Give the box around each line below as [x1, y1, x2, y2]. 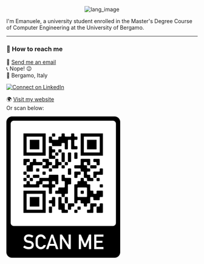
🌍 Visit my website [6, 96, 55, 103]
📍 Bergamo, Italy [6, 72, 48, 79]
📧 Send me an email [6, 58, 56, 66]
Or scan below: [6, 104, 44, 112]
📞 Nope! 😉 [6, 65, 32, 72]
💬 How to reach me [6, 44, 63, 53]
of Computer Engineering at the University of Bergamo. [6, 24, 144, 31]
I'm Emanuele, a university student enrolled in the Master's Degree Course [6, 18, 192, 24]
